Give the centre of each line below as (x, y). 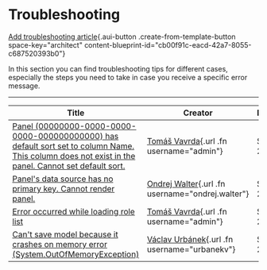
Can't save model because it (65, 234)
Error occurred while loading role (74, 211)
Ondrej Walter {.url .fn (186, 183)
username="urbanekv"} (191, 249)
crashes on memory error (60, 244)
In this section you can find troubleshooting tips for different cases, (118, 68)
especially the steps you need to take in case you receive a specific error (128, 77)
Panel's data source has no (63, 179)
